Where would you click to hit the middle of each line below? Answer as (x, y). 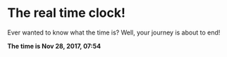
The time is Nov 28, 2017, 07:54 (54, 46)
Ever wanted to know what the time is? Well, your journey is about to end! (114, 32)
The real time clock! (66, 13)
